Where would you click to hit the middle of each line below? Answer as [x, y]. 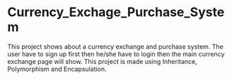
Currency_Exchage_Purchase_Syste [116, 12]
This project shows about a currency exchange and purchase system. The [116, 46]
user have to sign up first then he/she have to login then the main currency [116, 54]
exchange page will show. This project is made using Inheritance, [103, 61]
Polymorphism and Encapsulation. [57, 69]
